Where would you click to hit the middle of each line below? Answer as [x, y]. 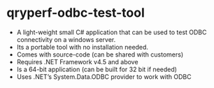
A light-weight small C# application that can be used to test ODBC [112, 32]
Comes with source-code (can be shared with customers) [100, 54]
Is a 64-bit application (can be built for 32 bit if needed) [97, 69]
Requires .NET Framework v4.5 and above [77, 61]
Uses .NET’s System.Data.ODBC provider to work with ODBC [104, 76]
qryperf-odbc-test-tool [76, 13]
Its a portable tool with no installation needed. [82, 47]
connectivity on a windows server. [66, 39]
